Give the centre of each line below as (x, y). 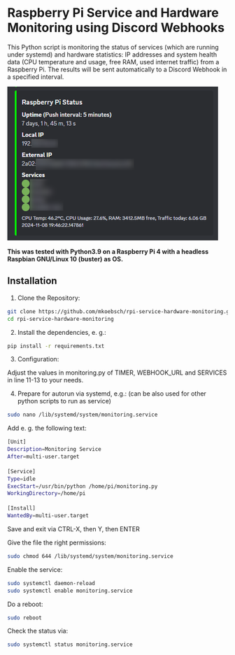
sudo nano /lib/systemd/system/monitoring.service (83, 415)
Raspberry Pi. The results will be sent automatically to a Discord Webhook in (117, 69)
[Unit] (17, 442)
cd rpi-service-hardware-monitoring (60, 319)
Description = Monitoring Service (54, 449)
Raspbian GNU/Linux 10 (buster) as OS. (65, 259)
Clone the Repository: (49, 298)
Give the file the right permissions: (57, 542)
